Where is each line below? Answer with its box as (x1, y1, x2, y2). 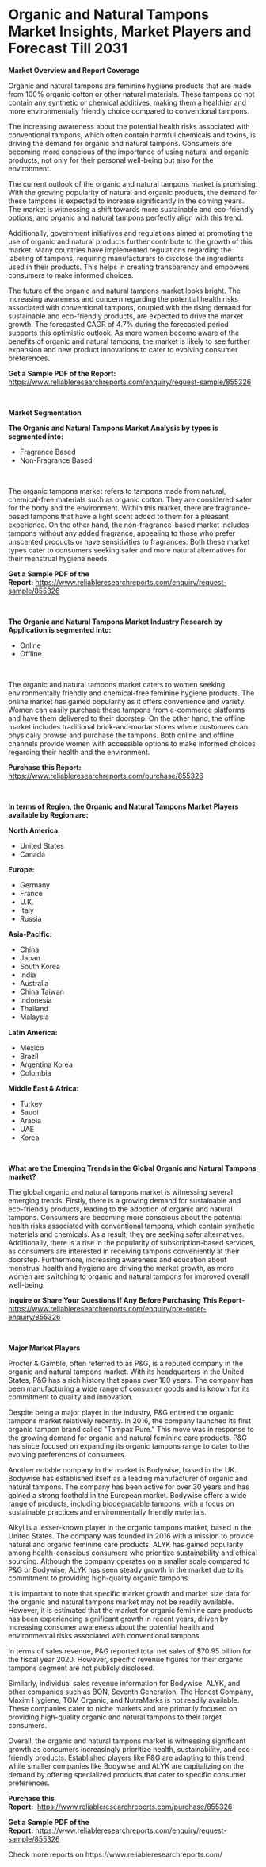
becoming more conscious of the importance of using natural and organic (8, 147, 249, 156)
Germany (19, 880, 50, 890)
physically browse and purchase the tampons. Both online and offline (8, 730, 234, 740)
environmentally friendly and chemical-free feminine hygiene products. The (8, 688, 255, 698)
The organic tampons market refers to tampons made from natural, (8, 486, 226, 495)
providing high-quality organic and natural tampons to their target (8, 1712, 222, 1722)
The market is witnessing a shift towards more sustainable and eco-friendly (8, 204, 255, 214)
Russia (19, 914, 42, 923)
